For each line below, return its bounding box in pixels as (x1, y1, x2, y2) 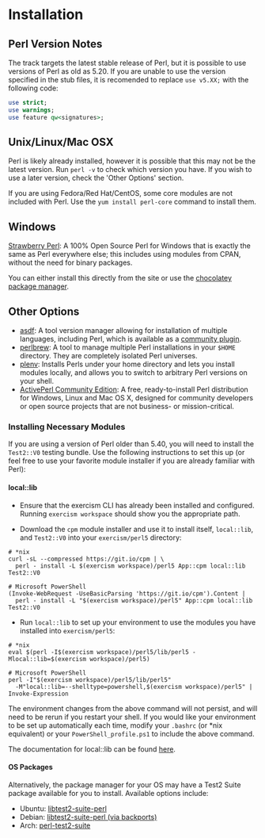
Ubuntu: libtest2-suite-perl (19, 803, 107, 813)
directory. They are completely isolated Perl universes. (19, 351, 198, 361)
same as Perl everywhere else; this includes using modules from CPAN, (8, 250, 241, 259)
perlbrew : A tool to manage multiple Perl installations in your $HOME (19, 342, 236, 352)
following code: (8, 83, 59, 93)
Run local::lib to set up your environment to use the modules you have (19, 617, 256, 627)
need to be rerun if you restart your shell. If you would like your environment (8, 712, 256, 721)
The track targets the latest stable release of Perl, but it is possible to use (8, 58, 247, 67)
